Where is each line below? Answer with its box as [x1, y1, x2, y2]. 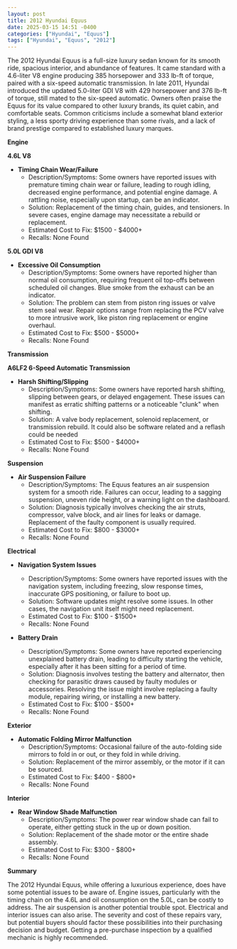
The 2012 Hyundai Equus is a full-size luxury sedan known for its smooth [7, 56, 221, 65]
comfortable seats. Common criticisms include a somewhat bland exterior [7, 109, 224, 118]
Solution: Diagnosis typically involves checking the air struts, [28, 503, 206, 512]
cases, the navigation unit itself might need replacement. [28, 605, 194, 613]
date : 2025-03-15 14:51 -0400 [7, 23, 97, 31]
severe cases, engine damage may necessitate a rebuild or [28, 211, 201, 219]
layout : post [7, 10, 46, 18]
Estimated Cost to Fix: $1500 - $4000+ [28, 226, 143, 234]
